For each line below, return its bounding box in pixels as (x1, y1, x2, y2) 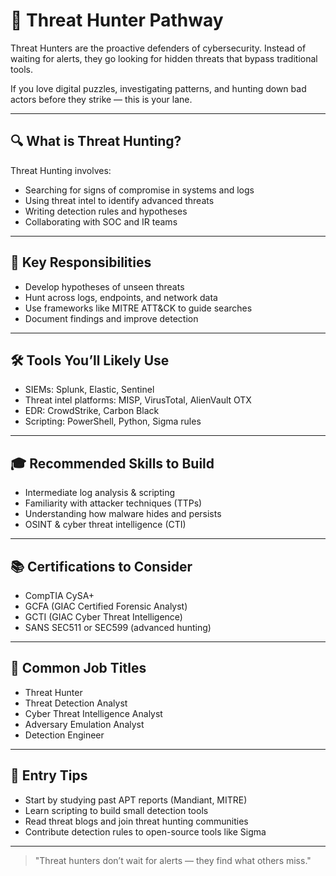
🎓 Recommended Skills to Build (10, 455, 215, 472)
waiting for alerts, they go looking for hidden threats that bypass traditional (10, 52, 318, 64)
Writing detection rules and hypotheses (24, 205, 188, 217)
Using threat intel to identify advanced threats (24, 194, 215, 206)
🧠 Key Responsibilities (10, 254, 152, 271)
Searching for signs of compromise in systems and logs (24, 184, 255, 196)
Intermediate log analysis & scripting (24, 487, 175, 499)
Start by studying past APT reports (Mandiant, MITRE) (24, 794, 248, 806)
